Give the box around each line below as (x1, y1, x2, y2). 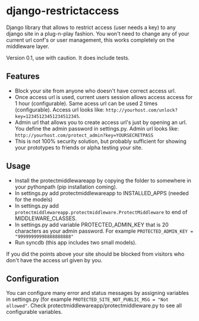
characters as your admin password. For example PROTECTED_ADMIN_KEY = (14, 227, 194, 234)
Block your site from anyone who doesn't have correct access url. (14, 87, 176, 94)
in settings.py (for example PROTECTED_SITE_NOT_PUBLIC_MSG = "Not (6, 295, 169, 303)
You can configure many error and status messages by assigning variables (6, 290, 189, 297)
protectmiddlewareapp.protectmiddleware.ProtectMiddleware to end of (14, 208, 188, 215)
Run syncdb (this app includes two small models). (14, 239, 137, 246)
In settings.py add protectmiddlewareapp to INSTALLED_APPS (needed (14, 189, 189, 196)
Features (6, 71, 40, 81)
